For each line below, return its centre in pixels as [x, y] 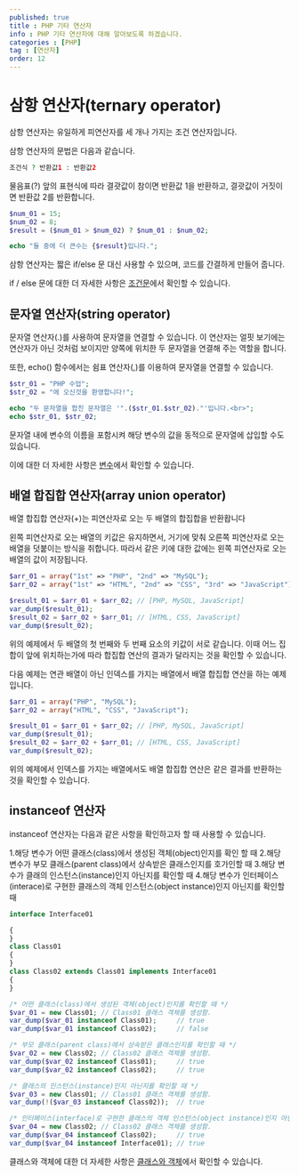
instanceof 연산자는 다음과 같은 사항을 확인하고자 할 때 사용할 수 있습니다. [137, 833]
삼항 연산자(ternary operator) [116, 105]
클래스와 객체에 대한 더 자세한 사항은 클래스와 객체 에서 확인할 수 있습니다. [136, 1161]
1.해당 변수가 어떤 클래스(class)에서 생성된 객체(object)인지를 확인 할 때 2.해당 [145, 853]
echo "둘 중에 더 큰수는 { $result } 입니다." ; [84, 246]
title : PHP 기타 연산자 [50, 26]
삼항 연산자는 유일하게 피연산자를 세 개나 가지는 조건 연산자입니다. [123, 132]
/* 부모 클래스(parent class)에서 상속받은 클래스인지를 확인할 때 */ [123, 1045]
